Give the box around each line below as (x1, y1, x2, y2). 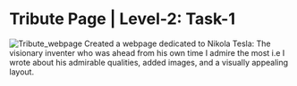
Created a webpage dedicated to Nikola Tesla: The (84, 38, 271, 49)
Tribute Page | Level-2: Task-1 (9, 9, 235, 29)
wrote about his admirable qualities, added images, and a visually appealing (9, 57, 289, 67)
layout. (9, 66, 34, 77)
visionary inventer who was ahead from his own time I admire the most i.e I (9, 47, 285, 58)
